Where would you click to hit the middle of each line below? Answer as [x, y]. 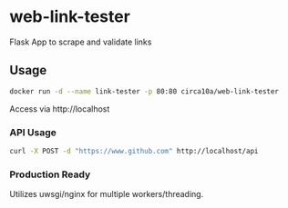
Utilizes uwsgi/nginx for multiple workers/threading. [107, 194]
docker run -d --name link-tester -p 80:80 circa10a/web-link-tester [144, 91]
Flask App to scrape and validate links [81, 42]
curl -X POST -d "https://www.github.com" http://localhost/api [134, 151]
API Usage [33, 132]
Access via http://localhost [60, 109]
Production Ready [50, 174]
